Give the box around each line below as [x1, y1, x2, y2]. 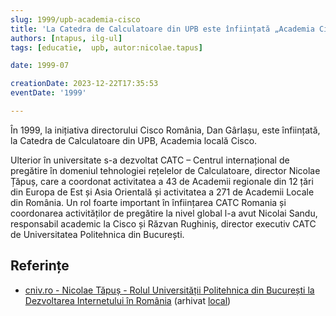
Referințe [10, 257, 70, 275]
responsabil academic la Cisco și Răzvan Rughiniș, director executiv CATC [10, 217, 317, 230]
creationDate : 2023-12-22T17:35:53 [10, 79, 159, 89]
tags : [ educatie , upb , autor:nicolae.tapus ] [10, 42, 203, 53]
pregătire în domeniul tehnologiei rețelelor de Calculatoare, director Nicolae [10, 164, 321, 176]
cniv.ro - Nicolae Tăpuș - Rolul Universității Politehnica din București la [24, 284, 315, 296]
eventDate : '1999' [10, 88, 87, 98]
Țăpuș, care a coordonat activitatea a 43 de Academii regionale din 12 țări [10, 175, 314, 187]
